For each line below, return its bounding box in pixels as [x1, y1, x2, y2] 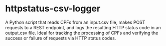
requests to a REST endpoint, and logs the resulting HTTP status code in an [5, 24, 161, 30]
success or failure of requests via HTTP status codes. [5, 35, 116, 41]
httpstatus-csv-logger [5, 3, 101, 14]
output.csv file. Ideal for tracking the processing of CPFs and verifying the [5, 30, 158, 36]
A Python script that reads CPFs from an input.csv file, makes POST [5, 19, 145, 25]
